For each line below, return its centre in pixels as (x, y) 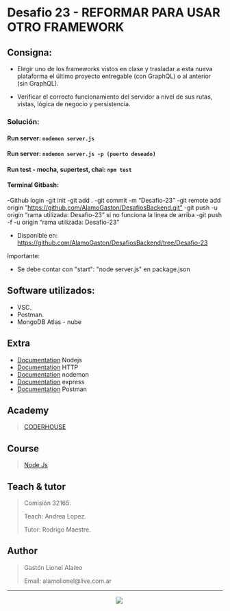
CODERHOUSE (45, 427)
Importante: (23, 255)
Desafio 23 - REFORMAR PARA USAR (114, 13)
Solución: (23, 121)
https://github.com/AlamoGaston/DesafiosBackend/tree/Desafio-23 (112, 242)
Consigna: (30, 52)
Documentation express (51, 382)
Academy (28, 410)
